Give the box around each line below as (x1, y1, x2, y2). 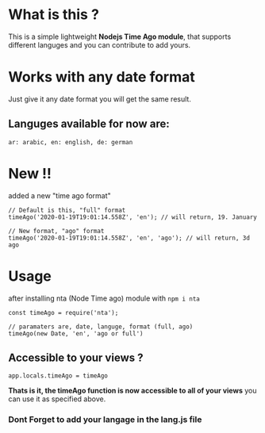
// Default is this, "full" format (8, 206, 126, 214)
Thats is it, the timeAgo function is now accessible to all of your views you (8, 386, 257, 396)
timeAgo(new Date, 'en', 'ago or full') (8, 329, 144, 338)
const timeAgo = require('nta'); (8, 308, 119, 316)
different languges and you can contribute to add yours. (8, 40, 191, 49)
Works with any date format (8, 68, 196, 86)
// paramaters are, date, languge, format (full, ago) (8, 323, 194, 331)
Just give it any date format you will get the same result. (8, 94, 192, 104)
